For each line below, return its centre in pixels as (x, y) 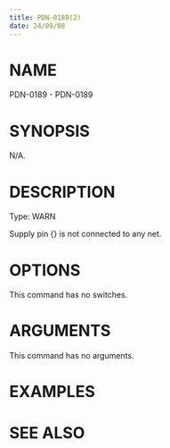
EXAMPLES (52, 392)
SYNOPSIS (50, 131)
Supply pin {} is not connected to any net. (85, 234)
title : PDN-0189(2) (45, 17)
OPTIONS (45, 270)
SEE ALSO (47, 432)
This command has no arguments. (72, 356)
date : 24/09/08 (37, 26)
